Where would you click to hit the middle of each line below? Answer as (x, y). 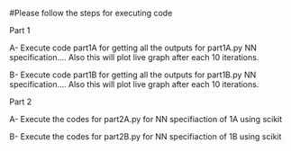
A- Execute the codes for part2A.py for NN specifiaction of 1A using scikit (146, 119)
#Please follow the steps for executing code (91, 13)
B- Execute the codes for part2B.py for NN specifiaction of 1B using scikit (145, 137)
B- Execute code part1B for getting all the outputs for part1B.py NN (133, 75)
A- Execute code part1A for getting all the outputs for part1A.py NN (133, 48)
